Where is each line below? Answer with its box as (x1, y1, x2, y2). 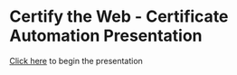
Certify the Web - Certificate (9, 6, 229, 27)
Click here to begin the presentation (9, 55, 143, 66)
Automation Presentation (9, 25, 203, 46)
